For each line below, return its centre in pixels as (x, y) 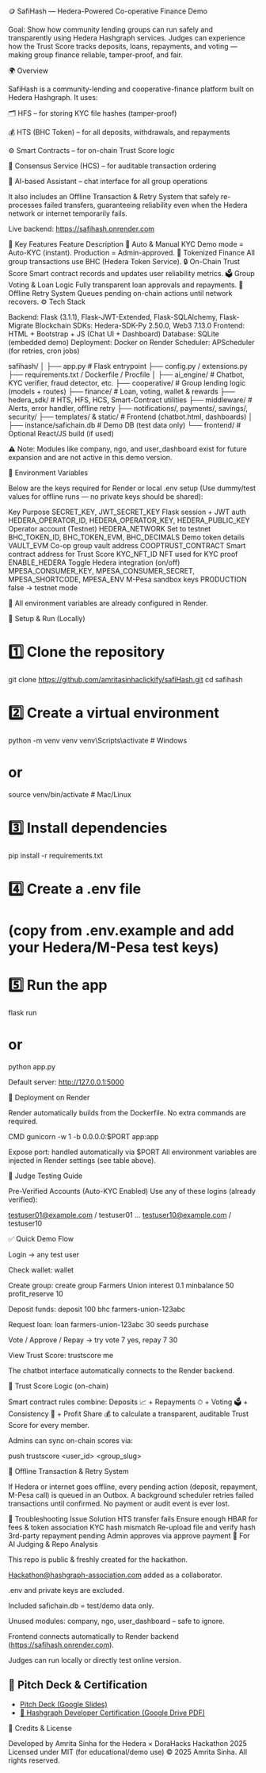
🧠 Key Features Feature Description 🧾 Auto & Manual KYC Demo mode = (126, 244)
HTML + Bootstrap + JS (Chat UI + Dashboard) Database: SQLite (114, 334)
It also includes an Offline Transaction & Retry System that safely (114, 196)
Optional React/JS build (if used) (61, 434)
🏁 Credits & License (40, 1728)
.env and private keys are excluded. (66, 1590)
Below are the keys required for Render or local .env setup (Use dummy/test (132, 488)
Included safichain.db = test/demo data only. (81, 1606)
